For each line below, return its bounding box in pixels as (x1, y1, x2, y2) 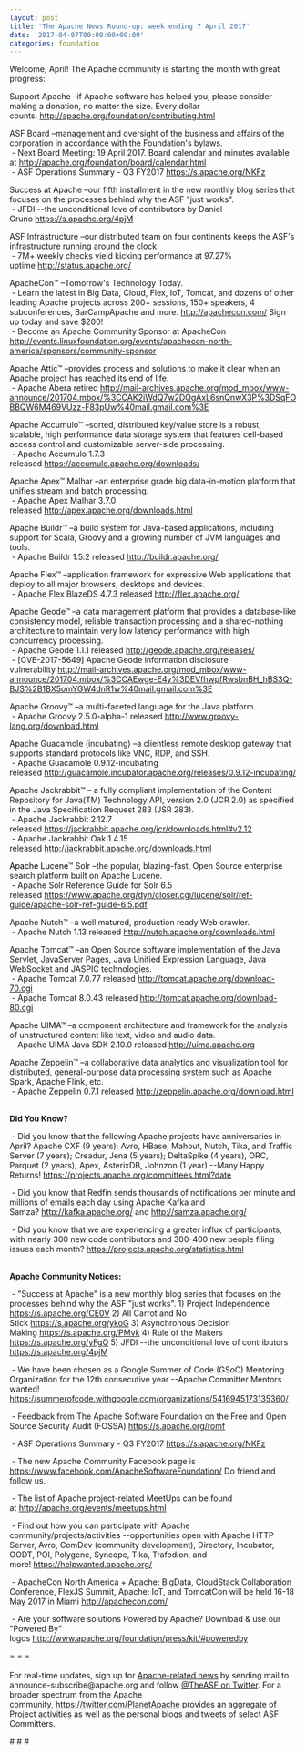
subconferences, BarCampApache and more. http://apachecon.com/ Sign (9, 307, 287, 318)
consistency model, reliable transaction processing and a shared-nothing (9, 616, 284, 627)
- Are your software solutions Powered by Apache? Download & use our (11, 1614, 281, 1625)
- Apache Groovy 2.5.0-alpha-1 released (11, 711, 163, 722)
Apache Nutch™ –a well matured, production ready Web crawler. (9, 917, 250, 928)
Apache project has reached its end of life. (9, 372, 169, 383)
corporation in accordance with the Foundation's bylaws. (9, 138, 223, 148)
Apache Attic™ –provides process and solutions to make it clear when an (9, 363, 280, 374)
